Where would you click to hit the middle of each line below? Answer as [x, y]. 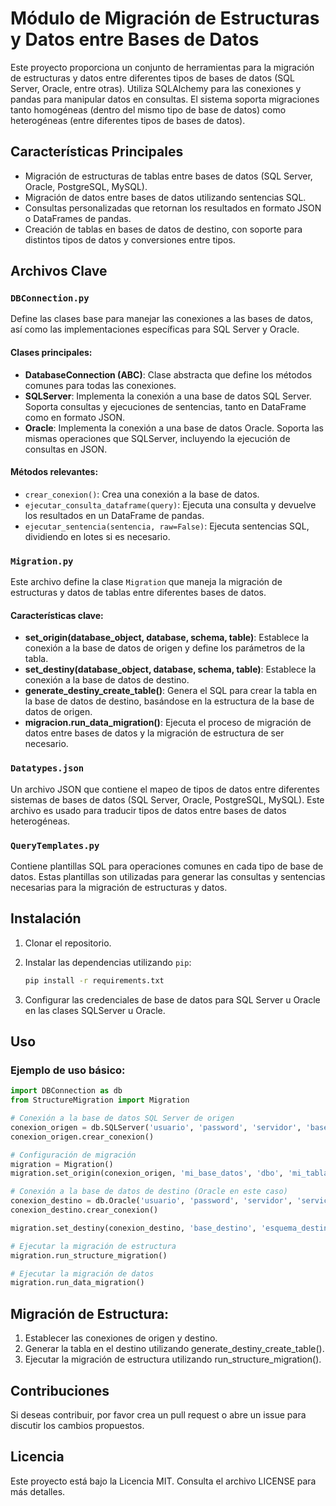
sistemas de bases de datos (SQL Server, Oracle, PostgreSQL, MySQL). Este [167, 799]
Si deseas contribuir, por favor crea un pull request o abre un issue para [158, 1414]
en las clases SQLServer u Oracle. [95, 1010]
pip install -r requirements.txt [94, 980]
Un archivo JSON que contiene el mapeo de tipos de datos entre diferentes [165, 789]
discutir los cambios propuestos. [77, 1425]
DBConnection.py [50, 298]
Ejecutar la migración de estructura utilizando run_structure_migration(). [173, 1359]
